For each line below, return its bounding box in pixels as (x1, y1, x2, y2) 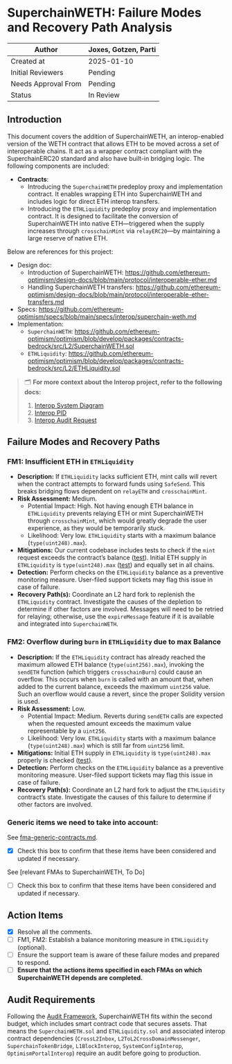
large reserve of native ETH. (27, 234, 108, 242)
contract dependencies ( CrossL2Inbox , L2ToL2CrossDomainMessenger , (7, 1034, 201, 1043)
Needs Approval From (10, 78, 82, 88)
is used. (17, 697, 40, 705)
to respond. (17, 959, 51, 967)
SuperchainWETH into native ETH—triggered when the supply (27, 219, 205, 227)
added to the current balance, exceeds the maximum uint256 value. (17, 682, 211, 690)
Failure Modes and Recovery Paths (7, 436, 161, 448)
